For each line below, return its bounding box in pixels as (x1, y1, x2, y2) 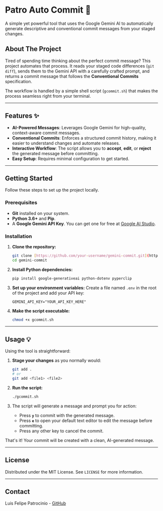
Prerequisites (5, 199, 37, 206)
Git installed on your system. (12, 210, 69, 216)
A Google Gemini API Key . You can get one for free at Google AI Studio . (12, 221, 156, 227)
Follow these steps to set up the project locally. (5, 187, 99, 193)
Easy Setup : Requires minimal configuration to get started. (12, 156, 130, 161)
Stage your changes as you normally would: (12, 357, 101, 364)
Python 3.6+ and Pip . (12, 215, 56, 221)
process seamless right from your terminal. (5, 93, 91, 99)
